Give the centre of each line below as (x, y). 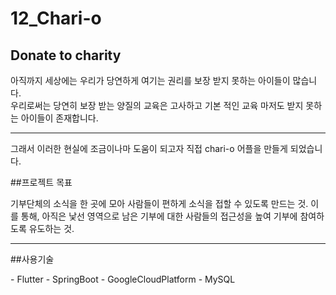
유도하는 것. (51, 228)
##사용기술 (32, 259)
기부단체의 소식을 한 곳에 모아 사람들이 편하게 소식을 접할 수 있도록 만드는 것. (159, 203)
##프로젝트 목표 (41, 182)
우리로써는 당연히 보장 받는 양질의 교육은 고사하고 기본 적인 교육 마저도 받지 (157, 105)
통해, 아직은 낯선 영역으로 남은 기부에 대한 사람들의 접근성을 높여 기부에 (159, 216)
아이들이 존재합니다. (59, 118)
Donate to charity (66, 55)
